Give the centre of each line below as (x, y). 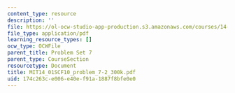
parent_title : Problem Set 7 (50, 53)
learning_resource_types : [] (50, 40)
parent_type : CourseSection (48, 59)
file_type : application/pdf (48, 33)
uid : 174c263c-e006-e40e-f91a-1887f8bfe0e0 (72, 79)
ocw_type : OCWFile (34, 46)
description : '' (31, 20)
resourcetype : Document (42, 66)
